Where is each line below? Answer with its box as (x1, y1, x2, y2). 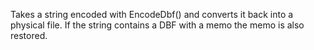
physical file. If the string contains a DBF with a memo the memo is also (10, 19, 305, 31)
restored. (10, 30, 48, 41)
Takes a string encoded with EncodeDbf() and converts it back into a (10, 9, 294, 20)
